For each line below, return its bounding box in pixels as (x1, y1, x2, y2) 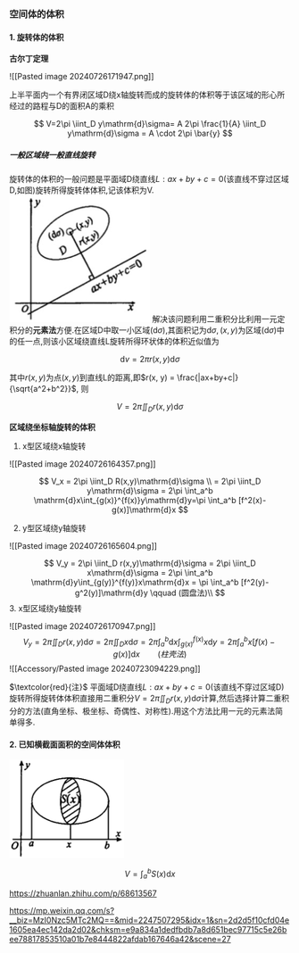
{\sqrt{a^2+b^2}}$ (9, 384, 77, 394)
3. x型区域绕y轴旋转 (9, 602, 82, 613)
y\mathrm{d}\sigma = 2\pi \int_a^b (87, 485, 213, 496)
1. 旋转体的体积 (9, 31, 64, 42)
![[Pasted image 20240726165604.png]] (9, 540, 158, 551)
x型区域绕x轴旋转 (21, 440, 87, 452)
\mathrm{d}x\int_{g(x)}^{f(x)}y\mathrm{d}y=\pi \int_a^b (33, 494, 237, 505)
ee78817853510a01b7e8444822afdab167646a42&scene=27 (9, 933, 231, 944)
